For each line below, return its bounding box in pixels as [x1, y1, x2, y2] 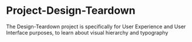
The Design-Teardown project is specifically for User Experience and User [6, 23, 186, 30]
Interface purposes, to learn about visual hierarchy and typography [6, 29, 169, 36]
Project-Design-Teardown [6, 4, 136, 17]
